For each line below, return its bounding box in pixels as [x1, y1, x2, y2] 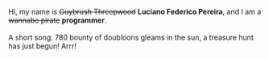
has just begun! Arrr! [8, 41, 77, 51]
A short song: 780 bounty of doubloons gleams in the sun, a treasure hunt [8, 32, 254, 42]
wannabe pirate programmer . [8, 15, 107, 25]
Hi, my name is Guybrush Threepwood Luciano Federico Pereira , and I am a [8, 7, 262, 16]
